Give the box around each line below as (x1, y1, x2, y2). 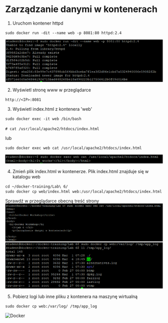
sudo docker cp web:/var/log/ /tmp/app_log (5, 303, 97, 309)
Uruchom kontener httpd (12, 20, 63, 26)
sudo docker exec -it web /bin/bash (5, 116, 81, 121)
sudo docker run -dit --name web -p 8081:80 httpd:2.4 (5, 30, 122, 36)
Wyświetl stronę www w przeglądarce (12, 87, 91, 93)
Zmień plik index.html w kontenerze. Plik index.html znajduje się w (12, 169, 149, 175)
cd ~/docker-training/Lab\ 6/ (5, 184, 68, 189)
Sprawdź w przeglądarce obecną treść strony (5, 198, 99, 204)
